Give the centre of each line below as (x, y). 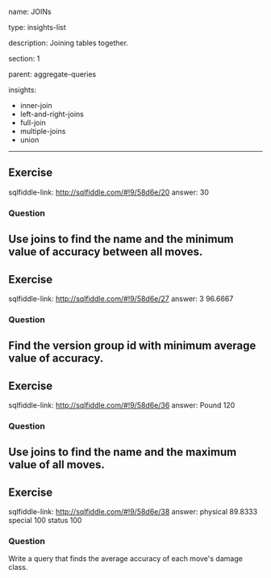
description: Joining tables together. (69, 43)
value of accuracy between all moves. (106, 252)
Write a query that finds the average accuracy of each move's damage (126, 559)
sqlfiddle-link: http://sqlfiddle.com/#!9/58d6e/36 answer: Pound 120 (122, 405)
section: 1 (24, 59)
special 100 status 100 (45, 521)
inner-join (36, 105)
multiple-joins (43, 131)
